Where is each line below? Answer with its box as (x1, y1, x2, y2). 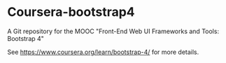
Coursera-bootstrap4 (7, 4, 135, 20)
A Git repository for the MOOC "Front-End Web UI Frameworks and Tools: (7, 27, 219, 35)
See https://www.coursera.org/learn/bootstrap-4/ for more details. (7, 48, 199, 56)
